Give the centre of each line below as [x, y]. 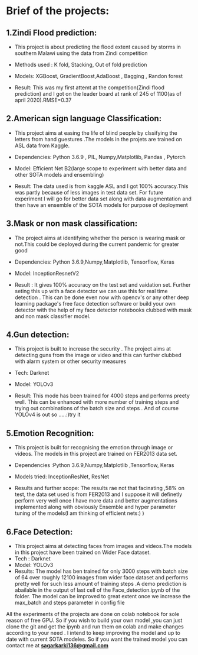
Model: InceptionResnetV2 [47, 273]
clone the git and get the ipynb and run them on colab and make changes [95, 627]
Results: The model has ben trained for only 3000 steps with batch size [101, 571]
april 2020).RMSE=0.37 [43, 100]
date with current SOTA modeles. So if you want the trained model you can [97, 639]
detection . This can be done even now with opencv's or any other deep [102, 297]
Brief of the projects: [58, 11]
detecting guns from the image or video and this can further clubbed [98, 355]
